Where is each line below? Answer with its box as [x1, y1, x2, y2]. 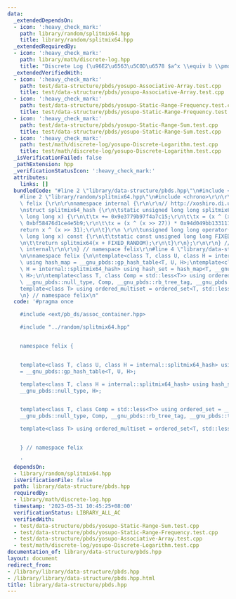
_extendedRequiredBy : [13, 43, 77, 50]
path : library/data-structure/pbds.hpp [13, 483, 131, 490]
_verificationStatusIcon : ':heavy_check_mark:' [13, 167, 156, 175]
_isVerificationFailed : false [13, 154, 102, 162]
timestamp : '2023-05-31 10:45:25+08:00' [13, 503, 133, 510]
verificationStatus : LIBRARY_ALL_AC [13, 509, 121, 516]
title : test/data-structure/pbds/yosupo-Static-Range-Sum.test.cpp [20, 128, 221, 135]
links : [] [20, 180, 49, 187]
